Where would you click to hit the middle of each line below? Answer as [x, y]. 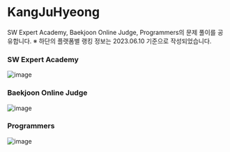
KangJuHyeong [53, 12]
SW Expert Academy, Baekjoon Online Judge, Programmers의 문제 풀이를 [112, 32]
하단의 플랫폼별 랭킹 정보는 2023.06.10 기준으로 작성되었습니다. [125, 41]
